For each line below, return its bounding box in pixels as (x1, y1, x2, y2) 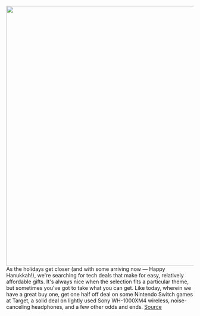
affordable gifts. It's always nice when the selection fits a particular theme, (6, 278, 189, 285)
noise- (171, 297, 187, 304)
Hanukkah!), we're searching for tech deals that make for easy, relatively (6, 272, 185, 279)
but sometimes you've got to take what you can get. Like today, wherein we (6, 285, 192, 291)
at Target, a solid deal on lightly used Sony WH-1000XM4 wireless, (6, 297, 170, 304)
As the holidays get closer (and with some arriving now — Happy (6, 266, 165, 273)
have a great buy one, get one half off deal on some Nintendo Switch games (6, 291, 193, 298)
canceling (6, 304, 31, 310)
